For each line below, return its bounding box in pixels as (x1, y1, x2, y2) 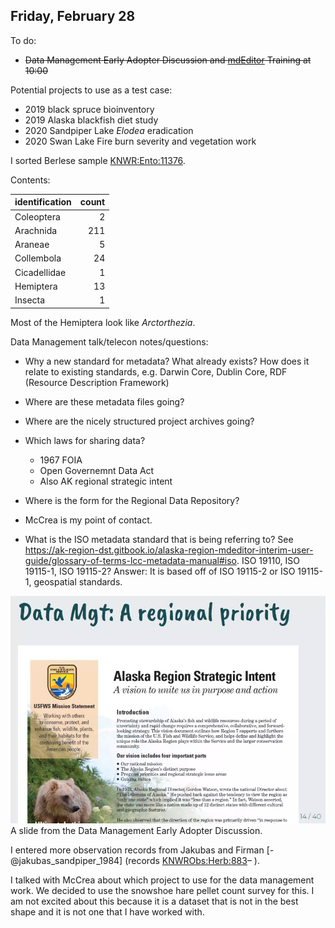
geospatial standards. (33, 575, 123, 588)
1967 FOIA (39, 454, 83, 466)
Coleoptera (14, 210, 61, 223)
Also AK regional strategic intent (39, 475, 173, 487)
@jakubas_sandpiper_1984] (10, 855, 123, 867)
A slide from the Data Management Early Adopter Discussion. (10, 825, 263, 837)
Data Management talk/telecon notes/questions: (10, 335, 209, 348)
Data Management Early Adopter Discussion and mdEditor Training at (24, 54, 312, 66)
